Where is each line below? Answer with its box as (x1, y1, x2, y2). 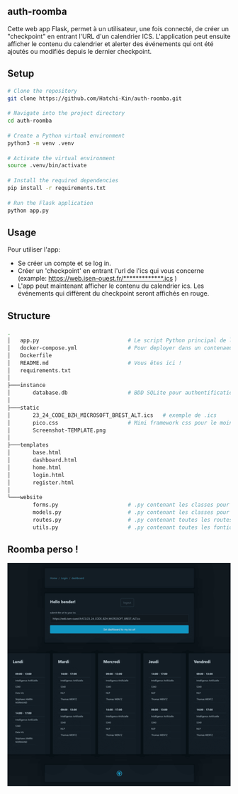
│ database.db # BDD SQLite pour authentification (7, 389, 236, 396)
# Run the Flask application (7, 199, 93, 206)
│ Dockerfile (7, 352, 52, 359)
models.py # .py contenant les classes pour (33, 509, 230, 516)
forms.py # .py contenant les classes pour (33, 501, 230, 509)
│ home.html (7, 464, 62, 471)
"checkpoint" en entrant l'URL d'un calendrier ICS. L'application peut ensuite (7, 32, 231, 40)
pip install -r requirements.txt (7, 184, 106, 191)
